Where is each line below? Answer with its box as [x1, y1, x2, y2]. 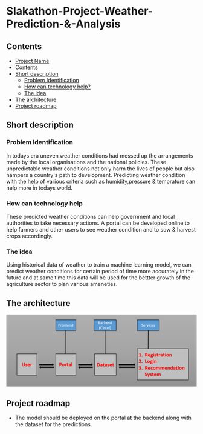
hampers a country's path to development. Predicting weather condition [6, 171, 185, 178]
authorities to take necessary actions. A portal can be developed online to [6, 219, 190, 227]
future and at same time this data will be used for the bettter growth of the [6, 274, 191, 281]
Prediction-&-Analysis [6, 17, 121, 31]
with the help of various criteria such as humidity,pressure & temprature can [6, 178, 196, 185]
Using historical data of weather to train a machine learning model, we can [6, 261, 192, 269]
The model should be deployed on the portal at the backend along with [14, 414, 192, 422]
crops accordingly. [6, 232, 53, 239]
